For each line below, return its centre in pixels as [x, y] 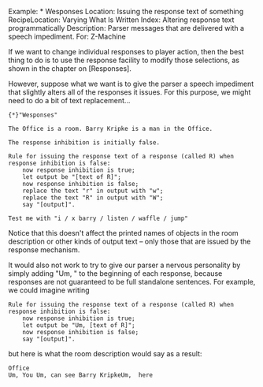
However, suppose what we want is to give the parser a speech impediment [131, 84]
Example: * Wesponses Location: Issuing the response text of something [126, 11]
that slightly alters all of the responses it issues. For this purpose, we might [130, 92]
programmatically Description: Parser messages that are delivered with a [126, 28]
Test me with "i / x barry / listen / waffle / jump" [98, 218]
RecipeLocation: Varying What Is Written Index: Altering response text [121, 20]
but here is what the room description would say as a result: [105, 354]
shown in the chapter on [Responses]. [70, 69]
